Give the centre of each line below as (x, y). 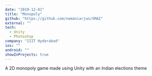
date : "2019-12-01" (25, 9)
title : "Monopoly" (24, 14)
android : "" (17, 50)
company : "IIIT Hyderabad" (32, 41)
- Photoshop (22, 37)
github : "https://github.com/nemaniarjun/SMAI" (54, 18)
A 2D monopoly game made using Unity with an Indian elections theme (76, 68)
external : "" (18, 23)
